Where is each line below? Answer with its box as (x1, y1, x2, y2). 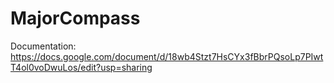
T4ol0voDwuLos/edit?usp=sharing (10, 61, 153, 73)
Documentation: (10, 40, 77, 52)
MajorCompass (10, 7, 141, 30)
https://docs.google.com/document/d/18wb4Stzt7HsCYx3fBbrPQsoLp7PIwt (10, 50, 324, 62)
